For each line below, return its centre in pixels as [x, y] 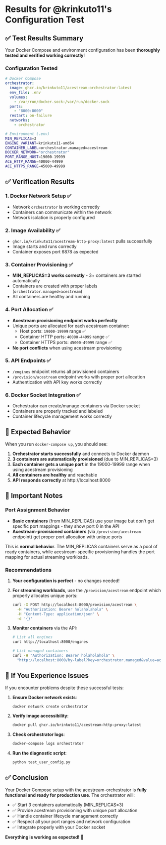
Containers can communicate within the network [62, 212]
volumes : [19, 97]
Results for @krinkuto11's [59, 9]
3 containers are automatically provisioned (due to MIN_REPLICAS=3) [85, 459]
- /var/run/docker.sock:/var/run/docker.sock [62, 102]
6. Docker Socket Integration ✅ [43, 395]
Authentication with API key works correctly [57, 382]
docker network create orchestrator [50, 706]
